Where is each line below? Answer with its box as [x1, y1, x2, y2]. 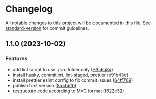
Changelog [5, 3, 53, 15]
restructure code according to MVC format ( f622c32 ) [12, 88, 124, 94]
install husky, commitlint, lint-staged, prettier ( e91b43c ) [12, 72, 129, 78]
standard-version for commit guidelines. [5, 25, 89, 31]
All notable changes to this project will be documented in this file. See [5, 20, 151, 26]
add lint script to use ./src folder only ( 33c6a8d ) [12, 66, 113, 72]
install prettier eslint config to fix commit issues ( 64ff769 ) [12, 77, 133, 83]
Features [5, 55, 28, 62]
